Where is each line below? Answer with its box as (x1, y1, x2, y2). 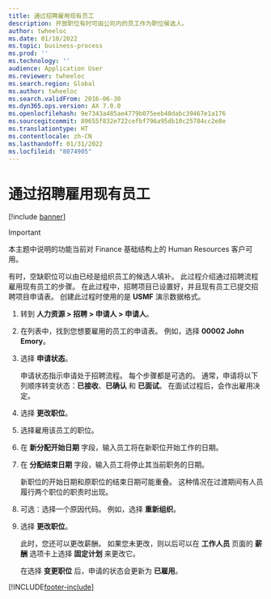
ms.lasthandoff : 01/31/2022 (8, 139, 104, 148)
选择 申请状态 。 (19, 354, 73, 363)
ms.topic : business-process (8, 42, 104, 50)
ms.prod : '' (8, 49, 49, 57)
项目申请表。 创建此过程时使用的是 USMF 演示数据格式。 (15, 292, 205, 302)
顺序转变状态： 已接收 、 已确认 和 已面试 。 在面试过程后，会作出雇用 (27, 381, 253, 391)
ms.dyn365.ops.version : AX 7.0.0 (8, 102, 121, 110)
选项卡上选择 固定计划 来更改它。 (29, 549, 140, 559)
